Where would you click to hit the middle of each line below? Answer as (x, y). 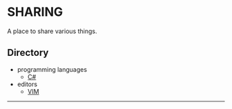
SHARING (35, 12)
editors (27, 84)
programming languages (52, 69)
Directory (28, 53)
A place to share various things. (52, 31)
